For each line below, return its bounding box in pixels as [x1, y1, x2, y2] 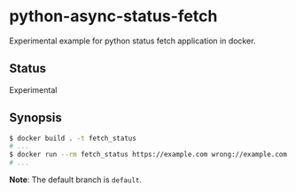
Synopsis [9, 111, 62, 126]
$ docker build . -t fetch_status [9, 134, 137, 142]
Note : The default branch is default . [9, 174, 143, 185]
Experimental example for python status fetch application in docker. [9, 35, 256, 46]
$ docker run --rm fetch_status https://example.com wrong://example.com [9, 150, 288, 159]
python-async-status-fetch [9, 6, 218, 27]
